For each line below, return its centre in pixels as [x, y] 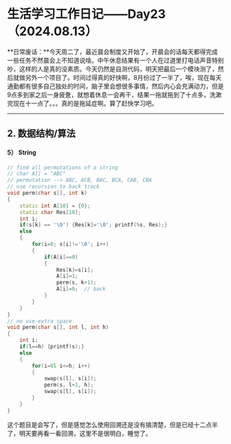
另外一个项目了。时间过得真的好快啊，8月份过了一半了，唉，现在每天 [123, 77]
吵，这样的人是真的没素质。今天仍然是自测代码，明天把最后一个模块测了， [112, 69]
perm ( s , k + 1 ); [76, 283]
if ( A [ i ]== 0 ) [61, 257]
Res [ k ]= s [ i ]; [75, 270]
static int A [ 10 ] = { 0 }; [55, 206]
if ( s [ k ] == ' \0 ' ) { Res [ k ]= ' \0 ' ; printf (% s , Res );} [93, 225]
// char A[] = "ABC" [37, 174]
